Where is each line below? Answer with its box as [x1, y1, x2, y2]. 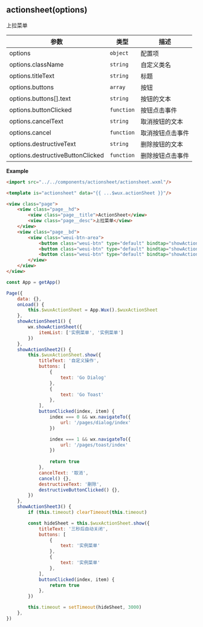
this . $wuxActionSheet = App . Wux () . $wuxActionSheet [28, 307, 158, 313]
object [109, 50, 129, 56]
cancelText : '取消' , [38, 470, 89, 476]
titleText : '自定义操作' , [38, 358, 100, 364]
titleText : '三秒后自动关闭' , [38, 526, 109, 532]
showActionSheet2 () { [17, 346, 71, 353]
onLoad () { [17, 301, 45, 307]
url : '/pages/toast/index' [60, 442, 129, 448]
